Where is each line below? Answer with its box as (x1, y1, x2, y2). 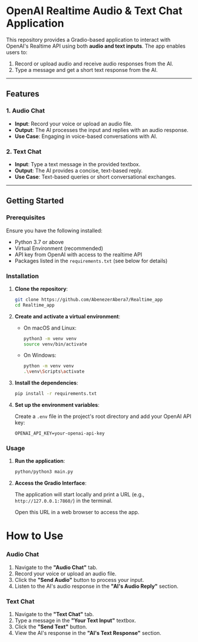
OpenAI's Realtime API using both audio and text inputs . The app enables (6, 42, 186, 50)
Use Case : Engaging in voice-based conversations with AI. (14, 133, 158, 140)
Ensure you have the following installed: (6, 227, 103, 234)
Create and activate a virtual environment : (14, 312, 121, 320)
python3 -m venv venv (23, 335, 77, 341)
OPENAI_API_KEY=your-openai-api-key (14, 430, 105, 437)
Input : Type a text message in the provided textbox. (14, 160, 140, 167)
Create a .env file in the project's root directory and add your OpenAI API (14, 413, 192, 420)
